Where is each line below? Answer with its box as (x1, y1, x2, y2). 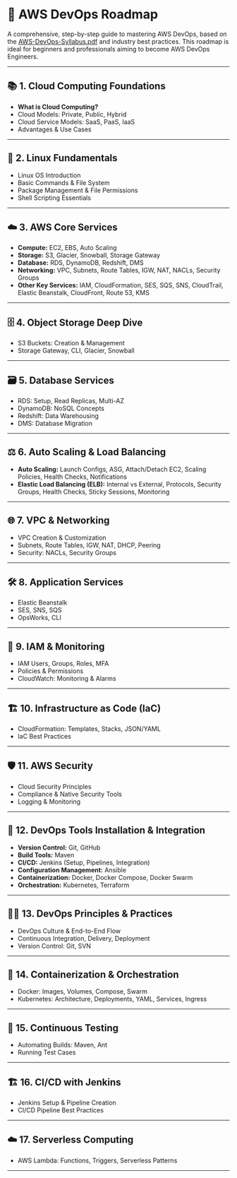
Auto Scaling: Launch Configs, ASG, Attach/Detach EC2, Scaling (17, 465, 207, 473)
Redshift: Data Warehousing (17, 412, 99, 420)
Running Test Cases (17, 1048, 76, 1057)
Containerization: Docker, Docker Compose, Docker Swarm (17, 873, 193, 881)
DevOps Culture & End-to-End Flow (17, 927, 121, 935)
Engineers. (7, 52, 39, 61)
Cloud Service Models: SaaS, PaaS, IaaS (17, 117, 135, 126)
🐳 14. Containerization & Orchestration (7, 968, 179, 980)
